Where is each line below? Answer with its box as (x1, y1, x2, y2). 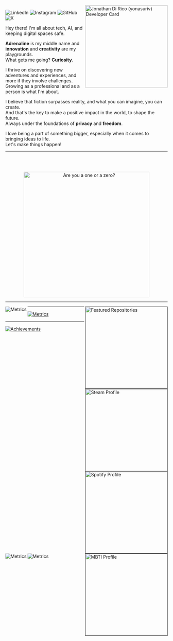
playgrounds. (5, 51, 33, 57)
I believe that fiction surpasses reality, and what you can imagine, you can (5, 99, 162, 104)
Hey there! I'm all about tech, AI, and (5, 25, 83, 31)
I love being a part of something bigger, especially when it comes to (5, 131, 149, 136)
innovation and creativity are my (5, 46, 76, 52)
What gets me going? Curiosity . (5, 57, 74, 63)
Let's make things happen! (5, 141, 62, 147)
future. (5, 115, 20, 121)
